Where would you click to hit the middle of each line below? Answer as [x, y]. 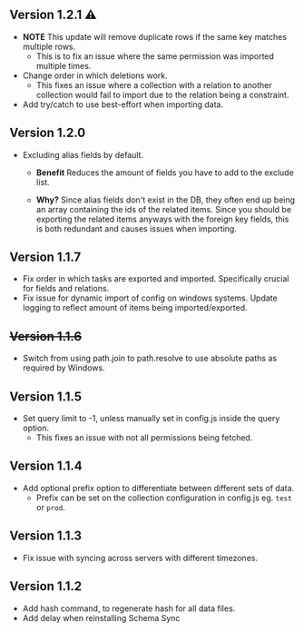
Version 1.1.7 [45, 257]
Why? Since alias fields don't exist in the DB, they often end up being [166, 200]
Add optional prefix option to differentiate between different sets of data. [158, 488]
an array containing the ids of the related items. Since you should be [164, 209]
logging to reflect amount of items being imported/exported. [135, 308]
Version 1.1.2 [46, 586]
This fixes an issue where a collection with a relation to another [154, 84]
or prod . [50, 507]
